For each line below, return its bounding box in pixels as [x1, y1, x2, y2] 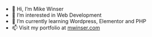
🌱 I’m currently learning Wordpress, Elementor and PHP [11, 18, 147, 24]
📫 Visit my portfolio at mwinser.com [11, 24, 100, 31]
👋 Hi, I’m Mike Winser [11, 6, 64, 12]
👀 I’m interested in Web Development [11, 12, 102, 18]
